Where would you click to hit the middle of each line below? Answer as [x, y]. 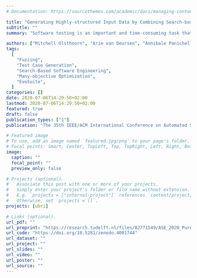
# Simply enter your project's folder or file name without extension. [98, 190]
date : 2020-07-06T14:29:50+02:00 [47, 98]
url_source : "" [25, 266]
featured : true [25, 109]
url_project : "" [26, 244]
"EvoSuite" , [31, 82]
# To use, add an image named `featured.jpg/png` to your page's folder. [98, 141]
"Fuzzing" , [30, 60]
